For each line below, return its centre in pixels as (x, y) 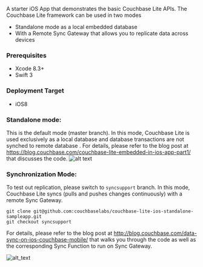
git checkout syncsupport (39, 222)
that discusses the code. (37, 158)
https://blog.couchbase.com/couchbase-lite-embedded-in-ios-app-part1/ (98, 152)
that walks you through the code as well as (143, 240)
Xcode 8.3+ (29, 68)
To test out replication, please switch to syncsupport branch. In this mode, (98, 188)
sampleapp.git (24, 217)
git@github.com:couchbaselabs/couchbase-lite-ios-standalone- (113, 211)
